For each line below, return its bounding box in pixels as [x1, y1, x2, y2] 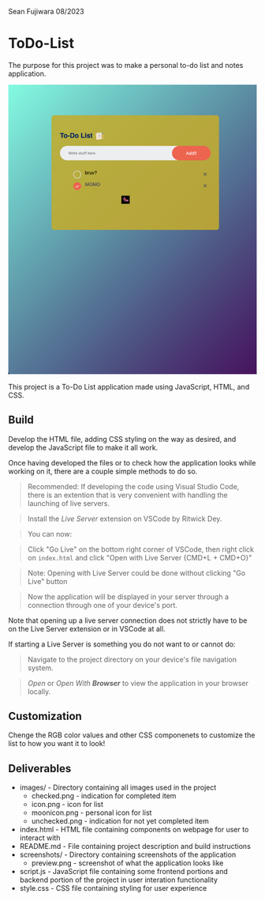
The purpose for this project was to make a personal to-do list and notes [8, 60, 244, 70]
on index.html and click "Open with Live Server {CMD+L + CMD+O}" [27, 552, 252, 562]
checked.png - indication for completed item [31, 791, 177, 801]
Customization [8, 709, 83, 722]
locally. [27, 687, 51, 696]
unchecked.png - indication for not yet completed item [31, 816, 209, 826]
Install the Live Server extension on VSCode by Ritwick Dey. [27, 514, 222, 523]
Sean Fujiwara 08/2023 [8, 7, 84, 16]
